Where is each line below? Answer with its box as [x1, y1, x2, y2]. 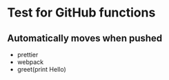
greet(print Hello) [17, 66, 67, 73]
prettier [17, 50, 39, 59]
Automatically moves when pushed [7, 32, 163, 44]
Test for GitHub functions [7, 5, 156, 21]
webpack [17, 58, 43, 66]
